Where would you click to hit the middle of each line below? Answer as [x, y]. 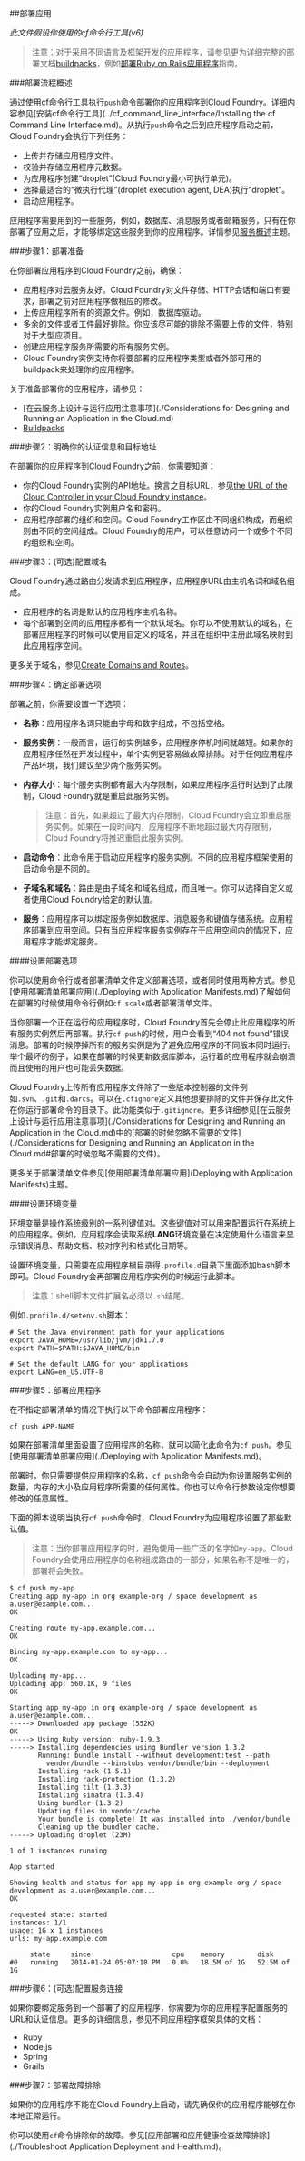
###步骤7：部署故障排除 [55, 2085]
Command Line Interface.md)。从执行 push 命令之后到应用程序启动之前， [144, 125]
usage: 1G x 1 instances [56, 1931]
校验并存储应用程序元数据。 [74, 167]
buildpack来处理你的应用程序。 [81, 369]
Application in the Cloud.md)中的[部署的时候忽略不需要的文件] [125, 1132]
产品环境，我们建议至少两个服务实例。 [94, 765]
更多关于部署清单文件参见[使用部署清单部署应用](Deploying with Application [151, 1173]
